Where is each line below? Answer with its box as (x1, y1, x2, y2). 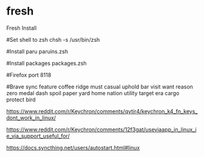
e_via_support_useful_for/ (6, 132, 70, 139)
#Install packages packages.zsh (6, 59, 87, 67)
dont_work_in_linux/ (6, 114, 56, 121)
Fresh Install (6, 24, 37, 32)
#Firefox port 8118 (6, 71, 52, 78)
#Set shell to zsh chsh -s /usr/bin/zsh (6, 36, 100, 43)
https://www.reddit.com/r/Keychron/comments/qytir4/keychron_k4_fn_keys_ (6, 107, 198, 115)
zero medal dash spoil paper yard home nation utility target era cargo (6, 89, 180, 96)
